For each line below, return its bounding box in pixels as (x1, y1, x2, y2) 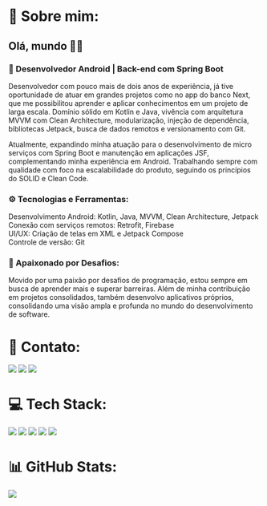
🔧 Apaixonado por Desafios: (8, 257, 120, 269)
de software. (8, 310, 51, 319)
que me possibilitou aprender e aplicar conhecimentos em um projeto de (8, 98, 249, 107)
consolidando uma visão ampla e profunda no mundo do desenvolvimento (8, 301, 253, 311)
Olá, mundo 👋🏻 (8, 39, 84, 53)
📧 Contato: (8, 338, 81, 356)
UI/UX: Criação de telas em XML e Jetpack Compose (8, 229, 184, 239)
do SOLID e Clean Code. (8, 173, 89, 183)
